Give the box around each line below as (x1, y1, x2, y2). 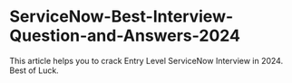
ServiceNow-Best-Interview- (9, 6, 234, 27)
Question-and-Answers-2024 (9, 25, 240, 46)
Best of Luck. (9, 65, 59, 76)
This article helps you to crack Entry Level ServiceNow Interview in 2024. (9, 55, 284, 66)
